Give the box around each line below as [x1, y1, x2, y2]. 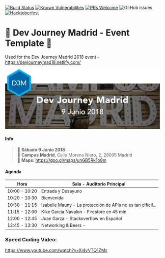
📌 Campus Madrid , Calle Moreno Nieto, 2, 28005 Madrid [17, 152, 133, 158]
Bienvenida [41, 195, 64, 201]
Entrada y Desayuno [41, 188, 82, 194]
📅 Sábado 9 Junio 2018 [17, 147, 65, 153]
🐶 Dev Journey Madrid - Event [5, 27, 130, 38]
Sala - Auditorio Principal [72, 181, 126, 187]
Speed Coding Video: [5, 236, 57, 243]
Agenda [5, 168, 22, 175]
